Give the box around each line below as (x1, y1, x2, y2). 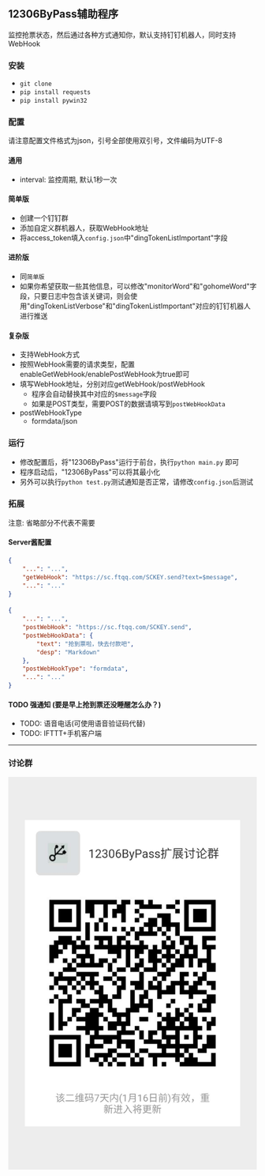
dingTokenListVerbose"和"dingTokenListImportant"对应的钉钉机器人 (30, 301, 251, 311)
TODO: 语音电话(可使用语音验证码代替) (19, 718, 146, 729)
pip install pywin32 (19, 97, 88, 105)
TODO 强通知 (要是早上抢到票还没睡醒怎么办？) (8, 699, 162, 709)
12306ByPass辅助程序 (8, 7, 119, 21)
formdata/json (31, 416, 77, 426)
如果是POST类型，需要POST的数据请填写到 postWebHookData (31, 399, 226, 409)
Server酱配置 (8, 537, 52, 547)
